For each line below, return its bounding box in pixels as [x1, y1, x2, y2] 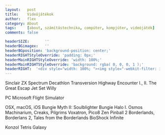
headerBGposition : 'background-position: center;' [5, 48, 111, 53]
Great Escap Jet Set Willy [5, 85, 56, 91]
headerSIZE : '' [5, 39, 50, 44]
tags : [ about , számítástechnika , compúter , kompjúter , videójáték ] [5, 26, 155, 31]
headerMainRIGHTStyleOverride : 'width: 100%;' [5, 57, 102, 62]
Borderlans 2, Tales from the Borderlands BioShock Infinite [5, 115, 124, 121]
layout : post [5, 7, 36, 12]
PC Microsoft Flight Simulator [5, 95, 65, 101]
